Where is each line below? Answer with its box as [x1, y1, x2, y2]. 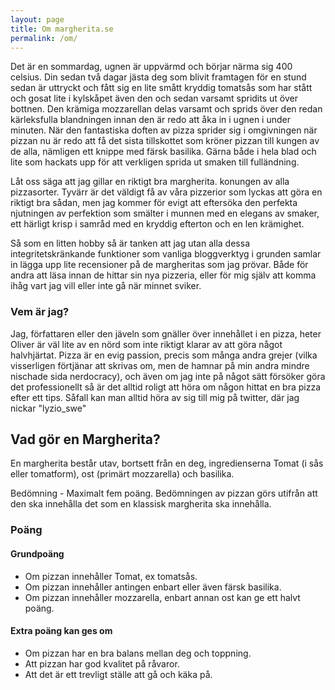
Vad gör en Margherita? [10, 431, 161, 448]
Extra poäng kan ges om [10, 625, 113, 637]
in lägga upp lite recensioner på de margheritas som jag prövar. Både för [10, 259, 309, 271]
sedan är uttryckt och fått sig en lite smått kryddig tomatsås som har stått [10, 82, 313, 94]
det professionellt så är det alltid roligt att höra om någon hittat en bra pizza [10, 381, 322, 393]
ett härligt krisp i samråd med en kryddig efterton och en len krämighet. [10, 218, 305, 230]
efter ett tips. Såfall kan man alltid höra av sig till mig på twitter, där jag [10, 391, 300, 403]
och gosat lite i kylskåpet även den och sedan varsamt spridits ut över [10, 92, 298, 105]
